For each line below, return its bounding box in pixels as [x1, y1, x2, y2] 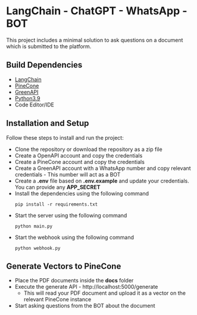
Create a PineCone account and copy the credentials [14, 158, 145, 165]
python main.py [14, 223, 53, 229]
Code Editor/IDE [14, 101, 55, 108]
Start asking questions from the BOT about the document [14, 302, 156, 310]
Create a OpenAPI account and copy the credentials [14, 152, 143, 159]
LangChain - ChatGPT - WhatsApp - [6, 4, 187, 18]
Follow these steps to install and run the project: [6, 134, 124, 141]
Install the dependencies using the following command [14, 190, 149, 197]
